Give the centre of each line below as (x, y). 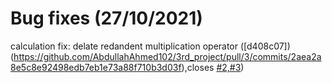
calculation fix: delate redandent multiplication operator (124, 46)
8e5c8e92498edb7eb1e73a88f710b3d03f (96, 67)
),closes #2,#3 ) (213, 67)
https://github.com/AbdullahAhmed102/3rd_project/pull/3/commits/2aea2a (167, 56)
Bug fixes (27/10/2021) (106, 18)
